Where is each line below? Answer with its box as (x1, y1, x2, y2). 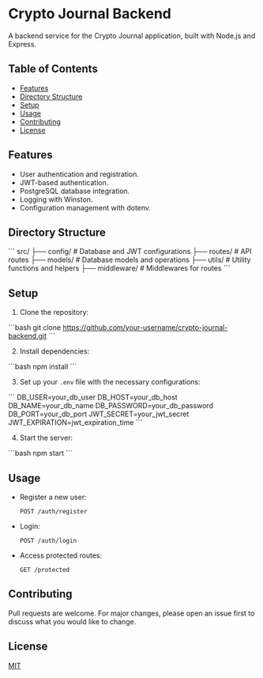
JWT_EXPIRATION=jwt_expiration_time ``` (8, 418, 143, 427)
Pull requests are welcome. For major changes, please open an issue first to (8, 608, 255, 618)
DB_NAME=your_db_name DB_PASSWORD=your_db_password (8, 401, 213, 411)
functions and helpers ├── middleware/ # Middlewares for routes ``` (8, 263, 231, 273)
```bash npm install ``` (8, 362, 77, 372)
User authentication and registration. (19, 169, 140, 179)
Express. (8, 39, 37, 48)
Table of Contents (8, 62, 99, 76)
